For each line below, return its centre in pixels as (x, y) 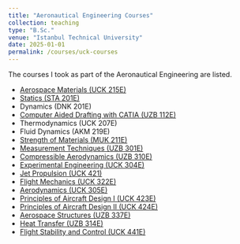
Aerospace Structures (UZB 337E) (75, 215)
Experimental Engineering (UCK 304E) (82, 165)
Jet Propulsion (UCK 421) (61, 173)
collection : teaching (44, 23)
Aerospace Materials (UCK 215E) (73, 90)
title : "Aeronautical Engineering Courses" (81, 15)
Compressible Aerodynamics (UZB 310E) (86, 157)
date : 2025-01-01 (37, 45)
